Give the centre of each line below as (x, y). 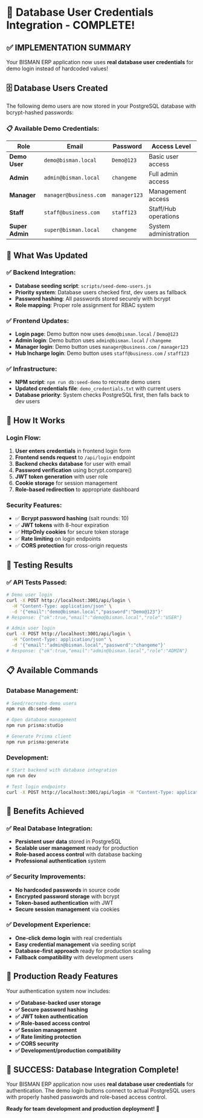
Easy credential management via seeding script (75, 944)
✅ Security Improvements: (46, 876)
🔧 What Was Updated (47, 255)
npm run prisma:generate (37, 742)
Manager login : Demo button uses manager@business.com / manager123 (101, 347)
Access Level (171, 147)
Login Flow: (24, 437)
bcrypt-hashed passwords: (40, 112)
